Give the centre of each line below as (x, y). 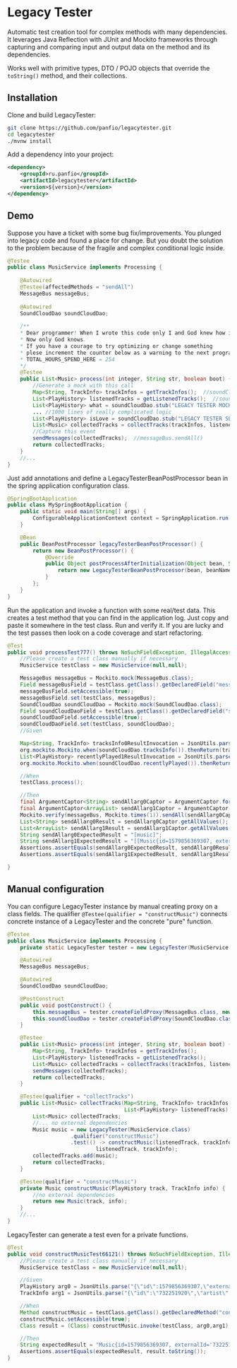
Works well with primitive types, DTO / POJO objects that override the (109, 68)
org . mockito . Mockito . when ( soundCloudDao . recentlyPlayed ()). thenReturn (126, 763)
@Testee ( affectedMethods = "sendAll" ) (77, 287)
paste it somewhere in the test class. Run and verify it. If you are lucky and (116, 625)
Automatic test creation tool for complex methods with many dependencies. (117, 32)
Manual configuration (56, 889)
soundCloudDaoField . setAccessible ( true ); (81, 718)
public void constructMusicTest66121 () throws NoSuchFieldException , (112, 1254)
